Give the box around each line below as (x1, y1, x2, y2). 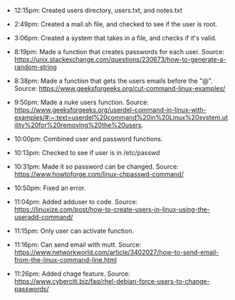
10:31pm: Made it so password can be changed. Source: (14, 162, 179, 171)
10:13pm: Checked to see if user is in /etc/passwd (14, 149, 160, 156)
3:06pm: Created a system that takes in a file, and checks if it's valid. (14, 34, 217, 42)
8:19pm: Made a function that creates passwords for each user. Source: (14, 48, 225, 56)
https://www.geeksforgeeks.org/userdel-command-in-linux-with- (14, 106, 207, 114)
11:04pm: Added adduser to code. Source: (14, 198, 138, 206)
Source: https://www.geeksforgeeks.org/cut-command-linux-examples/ (14, 84, 226, 92)
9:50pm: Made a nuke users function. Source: (14, 98, 150, 106)
